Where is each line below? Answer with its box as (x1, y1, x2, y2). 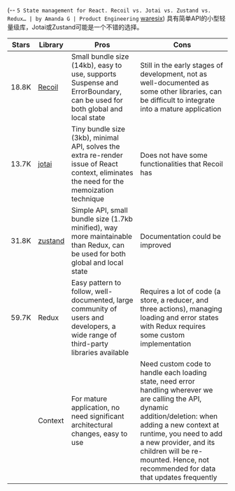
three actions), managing (140, 304, 222, 314)
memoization (71, 185, 114, 195)
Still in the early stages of (140, 61, 224, 70)
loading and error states (140, 313, 219, 322)
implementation (140, 339, 192, 349)
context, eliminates (71, 168, 134, 177)
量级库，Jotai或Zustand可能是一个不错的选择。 (7, 23, 143, 31)
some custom (140, 330, 185, 339)
